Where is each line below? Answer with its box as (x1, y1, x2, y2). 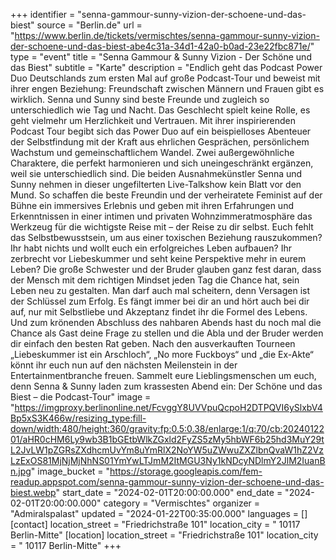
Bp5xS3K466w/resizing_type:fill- (10, 412, 147, 424)
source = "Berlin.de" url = (36, 19, 143, 31)
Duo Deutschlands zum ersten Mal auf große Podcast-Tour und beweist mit (10, 72, 321, 84)
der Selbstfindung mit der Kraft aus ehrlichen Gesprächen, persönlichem (10, 136, 310, 148)
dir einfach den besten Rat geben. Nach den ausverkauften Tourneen (10, 338, 296, 349)
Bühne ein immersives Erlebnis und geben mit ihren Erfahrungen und (10, 200, 294, 211)
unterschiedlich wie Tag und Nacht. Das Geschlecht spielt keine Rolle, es (10, 104, 311, 116)
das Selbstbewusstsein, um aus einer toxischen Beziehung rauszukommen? (10, 232, 323, 243)
